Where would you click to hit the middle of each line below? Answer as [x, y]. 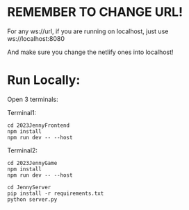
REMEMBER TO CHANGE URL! [95, 12]
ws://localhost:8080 [36, 38]
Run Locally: [44, 80]
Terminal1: [22, 112]
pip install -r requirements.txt [56, 193]
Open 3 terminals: [33, 99]
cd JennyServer [29, 187]
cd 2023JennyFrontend [39, 125]
